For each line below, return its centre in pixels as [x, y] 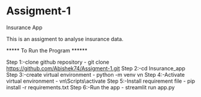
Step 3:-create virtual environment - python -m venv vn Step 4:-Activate [95, 74]
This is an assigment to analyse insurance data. [65, 39]
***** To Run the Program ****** [47, 50]
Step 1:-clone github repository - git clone [58, 62]
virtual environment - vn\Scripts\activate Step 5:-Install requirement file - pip [101, 81]
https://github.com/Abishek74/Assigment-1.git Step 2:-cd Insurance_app [96, 68]
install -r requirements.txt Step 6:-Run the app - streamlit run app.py [91, 87]
